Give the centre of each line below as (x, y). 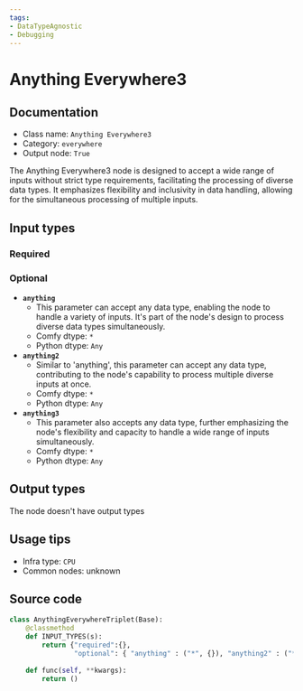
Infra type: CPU (49, 561)
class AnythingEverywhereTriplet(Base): (87, 620)
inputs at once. (64, 384)
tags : (19, 18)
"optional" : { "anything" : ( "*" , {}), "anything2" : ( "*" (187, 653)
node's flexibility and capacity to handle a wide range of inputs (152, 432)
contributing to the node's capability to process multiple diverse (155, 374)
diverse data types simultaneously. (101, 326)
